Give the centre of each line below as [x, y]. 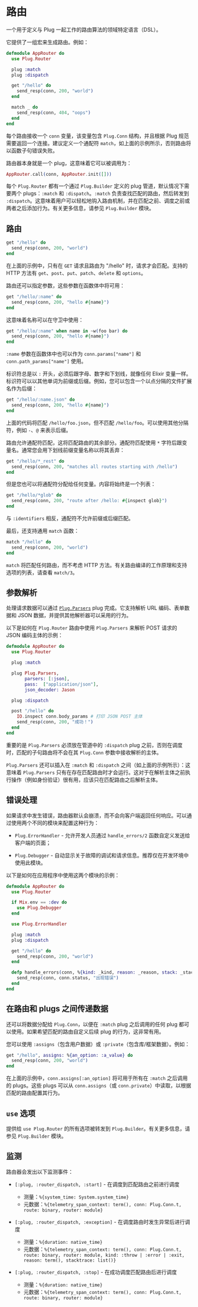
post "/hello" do [33, 711]
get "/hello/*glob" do [34, 495]
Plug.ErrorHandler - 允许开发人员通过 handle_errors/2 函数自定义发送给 [102, 835]
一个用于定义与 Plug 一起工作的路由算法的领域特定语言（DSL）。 [84, 30]
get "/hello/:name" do [34, 297]
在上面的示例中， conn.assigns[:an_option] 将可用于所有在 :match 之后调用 [97, 1078]
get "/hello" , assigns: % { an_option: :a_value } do [70, 1055]
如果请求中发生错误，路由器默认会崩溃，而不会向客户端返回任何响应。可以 [96, 815]
